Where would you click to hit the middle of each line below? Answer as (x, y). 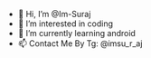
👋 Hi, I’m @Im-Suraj (54, 14)
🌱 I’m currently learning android (76, 33)
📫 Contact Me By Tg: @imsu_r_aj (80, 43)
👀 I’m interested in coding (66, 24)
